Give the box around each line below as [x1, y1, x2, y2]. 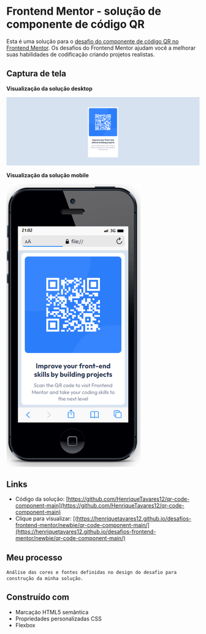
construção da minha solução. [6, 576, 84, 582]
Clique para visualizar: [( [15, 515, 78, 522]
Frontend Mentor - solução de [6, 4, 161, 18]
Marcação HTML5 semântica [15, 608, 89, 616]
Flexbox [15, 621, 36, 628]
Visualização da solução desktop [6, 85, 93, 92]
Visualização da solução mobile [6, 172, 89, 179]
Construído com [6, 592, 69, 603]
